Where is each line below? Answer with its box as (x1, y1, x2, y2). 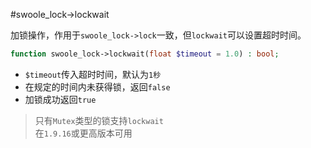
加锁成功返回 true (24, 93, 97, 105)
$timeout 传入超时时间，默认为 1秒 (24, 68, 162, 80)
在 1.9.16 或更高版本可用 (34, 127, 133, 139)
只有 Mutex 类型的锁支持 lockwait (34, 114, 164, 126)
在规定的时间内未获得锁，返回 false (24, 80, 171, 93)
